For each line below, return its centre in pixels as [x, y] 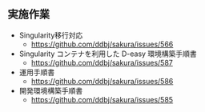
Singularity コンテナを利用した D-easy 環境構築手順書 [108, 54]
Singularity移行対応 [51, 35]
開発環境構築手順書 [51, 90]
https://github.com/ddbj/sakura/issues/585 [102, 99]
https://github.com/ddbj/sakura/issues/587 [102, 62]
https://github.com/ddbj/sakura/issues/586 [102, 81]
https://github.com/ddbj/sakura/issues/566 [102, 44]
